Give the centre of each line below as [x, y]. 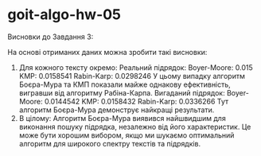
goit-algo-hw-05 [64, 15]
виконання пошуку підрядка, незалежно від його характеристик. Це [135, 127]
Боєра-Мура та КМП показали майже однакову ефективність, [125, 84]
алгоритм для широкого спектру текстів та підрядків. [110, 143]
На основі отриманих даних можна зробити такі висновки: [107, 52]
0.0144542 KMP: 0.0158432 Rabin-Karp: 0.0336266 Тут [136, 101]
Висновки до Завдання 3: [51, 37]
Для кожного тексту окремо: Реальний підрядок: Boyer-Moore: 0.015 [136, 67]
